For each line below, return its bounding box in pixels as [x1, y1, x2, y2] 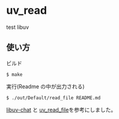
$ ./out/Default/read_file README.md [6, 94, 101, 101]
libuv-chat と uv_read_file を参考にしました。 [6, 106, 117, 113]
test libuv [6, 23, 29, 31]
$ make [6, 72, 23, 78]
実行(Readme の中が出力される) [6, 82, 85, 90]
